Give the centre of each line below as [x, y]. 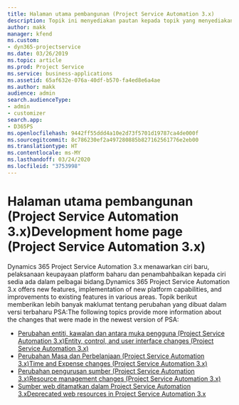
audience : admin [31, 93]
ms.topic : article [34, 61]
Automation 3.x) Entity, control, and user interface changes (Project [116, 341]
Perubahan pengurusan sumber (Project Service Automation [106, 371]
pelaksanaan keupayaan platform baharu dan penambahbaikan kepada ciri [117, 274]
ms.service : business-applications [60, 73]
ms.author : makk [31, 87]
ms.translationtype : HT [43, 147]
